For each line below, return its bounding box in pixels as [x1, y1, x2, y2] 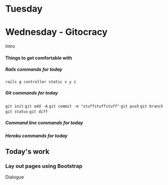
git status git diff [5, 109, 48, 114]
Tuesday [5, 3, 43, 15]
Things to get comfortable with [5, 54, 72, 61]
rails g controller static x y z [5, 79, 76, 84]
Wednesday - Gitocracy [5, 26, 108, 38]
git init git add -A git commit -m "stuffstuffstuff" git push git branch [5, 104, 163, 109]
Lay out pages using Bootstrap [5, 162, 82, 169]
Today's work [5, 147, 50, 156]
